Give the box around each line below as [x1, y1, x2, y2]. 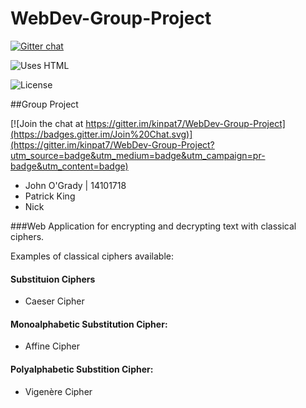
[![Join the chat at [10, 117, 84, 129]
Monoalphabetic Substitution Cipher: [10, 318, 168, 330]
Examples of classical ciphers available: [10, 250, 175, 262]
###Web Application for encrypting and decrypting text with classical [10, 220, 297, 232]
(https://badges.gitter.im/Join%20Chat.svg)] [10, 128, 193, 140]
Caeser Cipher [24, 295, 85, 307]
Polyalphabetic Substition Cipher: [10, 363, 154, 375]
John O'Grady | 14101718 [24, 179, 127, 191]
